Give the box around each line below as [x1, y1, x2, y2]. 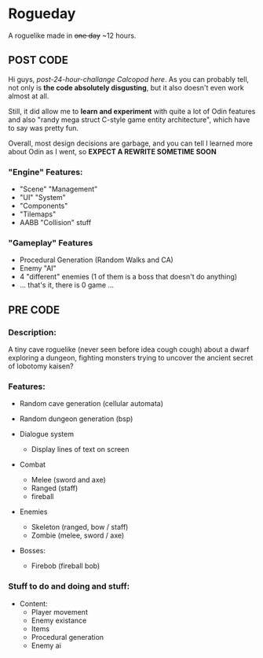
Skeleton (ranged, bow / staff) [31, 523, 129, 532]
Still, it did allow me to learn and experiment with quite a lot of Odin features [8, 106, 256, 116]
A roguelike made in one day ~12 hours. [8, 31, 137, 40]
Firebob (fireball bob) [31, 561, 100, 571]
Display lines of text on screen [31, 445, 130, 454]
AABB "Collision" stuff [19, 218, 92, 227]
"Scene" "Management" [19, 184, 98, 194]
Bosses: [19, 546, 46, 556]
